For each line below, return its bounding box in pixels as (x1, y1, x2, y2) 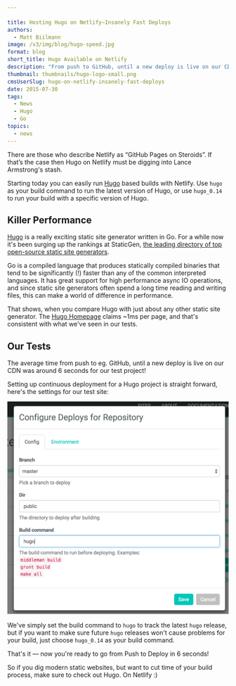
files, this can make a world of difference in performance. (7, 291, 173, 300)
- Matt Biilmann (13, 34, 61, 41)
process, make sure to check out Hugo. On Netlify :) (7, 671, 158, 679)
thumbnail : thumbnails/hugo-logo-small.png (7, 70, 137, 77)
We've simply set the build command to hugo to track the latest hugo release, (7, 621, 227, 630)
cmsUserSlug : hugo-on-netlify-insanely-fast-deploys (7, 78, 165, 85)
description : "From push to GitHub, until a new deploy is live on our (7, 63, 221, 70)
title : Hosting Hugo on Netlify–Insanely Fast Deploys (7, 18, 171, 26)
